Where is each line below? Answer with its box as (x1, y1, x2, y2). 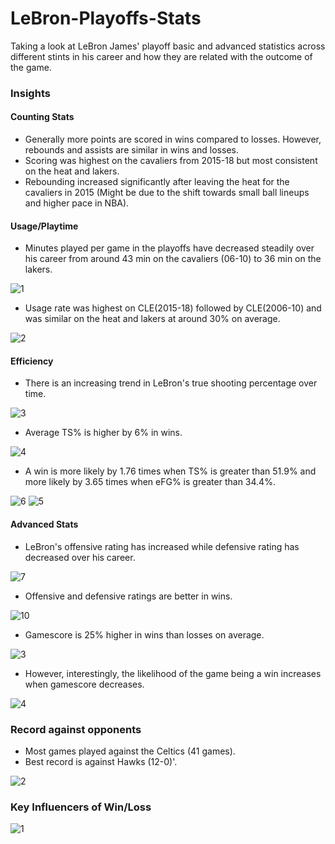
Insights (10, 86, 51, 100)
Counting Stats (10, 111, 75, 123)
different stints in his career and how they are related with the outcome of (10, 50, 313, 62)
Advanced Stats (10, 518, 79, 531)
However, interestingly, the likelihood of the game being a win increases (24, 667, 322, 679)
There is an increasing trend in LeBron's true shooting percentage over (24, 377, 318, 389)
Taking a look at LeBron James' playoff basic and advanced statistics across (10, 40, 326, 52)
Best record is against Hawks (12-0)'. (24, 755, 178, 767)
